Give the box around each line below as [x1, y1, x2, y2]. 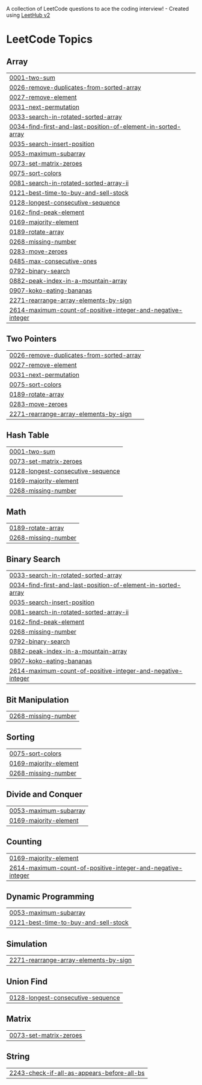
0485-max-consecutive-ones [9, 257, 97, 265]
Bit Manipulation [6, 694, 69, 705]
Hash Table [6, 430, 49, 440]
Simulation [6, 939, 47, 949]
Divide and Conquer [6, 790, 83, 800]
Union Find [6, 976, 48, 986]
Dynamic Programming [6, 891, 94, 901]
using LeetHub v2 [6, 11, 50, 19]
